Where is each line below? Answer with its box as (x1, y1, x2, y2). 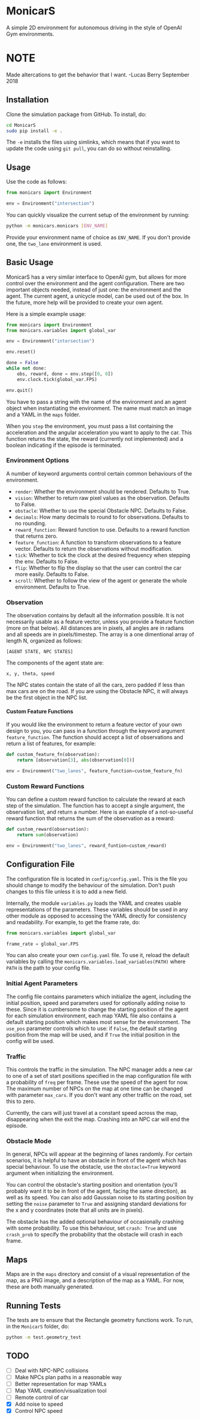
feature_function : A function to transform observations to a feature (14, 538, 181, 546)
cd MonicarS (6, 122, 36, 128)
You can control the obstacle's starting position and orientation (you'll (6, 1181, 178, 1189)
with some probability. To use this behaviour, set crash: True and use (6, 1224, 177, 1232)
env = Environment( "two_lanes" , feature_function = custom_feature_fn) (6, 768, 183, 774)
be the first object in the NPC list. (6, 694, 88, 701)
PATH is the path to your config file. (6, 964, 91, 971)
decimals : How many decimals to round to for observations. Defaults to (14, 513, 189, 520)
